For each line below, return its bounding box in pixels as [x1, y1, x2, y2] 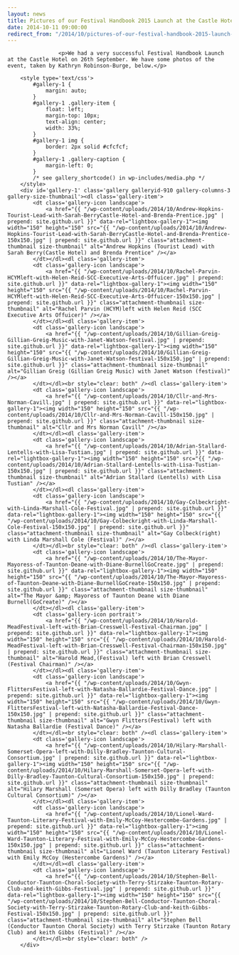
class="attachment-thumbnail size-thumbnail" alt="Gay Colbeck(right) [7, 530, 221, 537]
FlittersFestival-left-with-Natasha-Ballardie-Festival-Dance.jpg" [7, 686, 212, 693]
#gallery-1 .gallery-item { [33, 100, 116, 107]
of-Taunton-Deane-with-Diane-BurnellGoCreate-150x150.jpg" [7, 580, 186, 587]
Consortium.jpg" [7, 755, 55, 762]
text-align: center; [45, 118, 107, 125]
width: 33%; [45, 125, 81, 132]
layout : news [7, 10, 46, 18]
